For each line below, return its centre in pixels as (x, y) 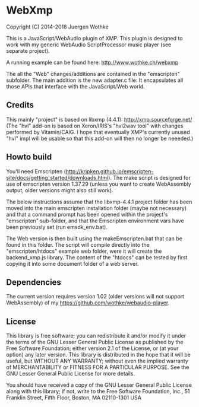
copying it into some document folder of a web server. (72, 263)
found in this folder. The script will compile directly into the (78, 244)
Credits (20, 105)
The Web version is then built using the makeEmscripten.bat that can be (94, 239)
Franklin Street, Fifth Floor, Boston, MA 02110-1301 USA (74, 398)
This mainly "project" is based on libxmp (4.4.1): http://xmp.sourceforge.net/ (99, 119)
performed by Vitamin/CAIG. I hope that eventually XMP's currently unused (98, 132)
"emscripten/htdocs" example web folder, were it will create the (84, 251)
